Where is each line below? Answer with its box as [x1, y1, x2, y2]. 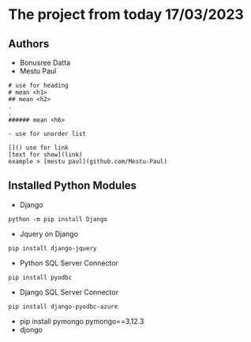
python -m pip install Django [8, 215, 108, 223]
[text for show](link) [8, 151, 83, 159]
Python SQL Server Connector [19, 258, 118, 268]
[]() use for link [8, 144, 69, 152]
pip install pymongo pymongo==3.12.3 [19, 316, 144, 325]
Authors [8, 37, 50, 51]
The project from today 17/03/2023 [8, 6, 245, 24]
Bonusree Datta [19, 58, 71, 67]
